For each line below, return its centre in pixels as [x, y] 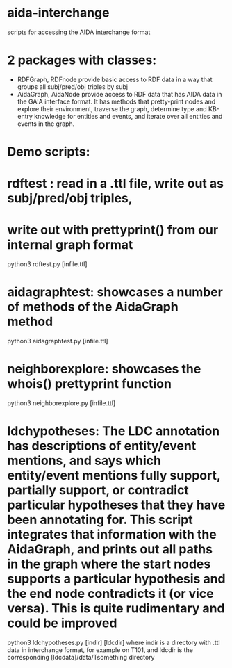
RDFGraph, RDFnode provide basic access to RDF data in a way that [115, 79]
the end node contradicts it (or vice [110, 594]
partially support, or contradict [98, 490]
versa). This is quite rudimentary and [116, 609]
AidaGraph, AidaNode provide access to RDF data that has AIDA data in [119, 94]
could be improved [62, 623]
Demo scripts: [49, 152]
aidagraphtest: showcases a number [115, 292]
